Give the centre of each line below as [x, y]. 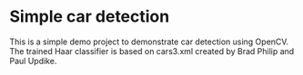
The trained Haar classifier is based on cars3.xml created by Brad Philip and [152, 51]
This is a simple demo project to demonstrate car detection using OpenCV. [149, 42]
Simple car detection [90, 17]
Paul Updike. [33, 61]
